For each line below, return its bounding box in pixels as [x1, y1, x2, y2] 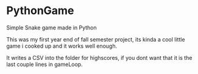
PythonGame [6, 4, 74, 18]
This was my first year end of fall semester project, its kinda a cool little [6, 35, 185, 43]
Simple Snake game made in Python [6, 24, 97, 31]
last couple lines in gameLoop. [6, 61, 83, 68]
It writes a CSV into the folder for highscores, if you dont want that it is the [6, 54, 193, 61]
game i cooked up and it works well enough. [6, 42, 118, 50]
